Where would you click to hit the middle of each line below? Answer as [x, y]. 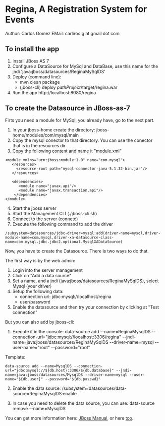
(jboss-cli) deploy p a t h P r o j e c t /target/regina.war [69, 87]
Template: [15, 357]
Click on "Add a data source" [42, 275]
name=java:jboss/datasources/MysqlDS [44, 375]
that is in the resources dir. [39, 145]
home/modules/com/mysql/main [46, 135]
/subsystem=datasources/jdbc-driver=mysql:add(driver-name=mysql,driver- [83, 233]
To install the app [32, 49]
